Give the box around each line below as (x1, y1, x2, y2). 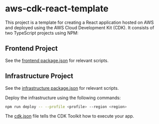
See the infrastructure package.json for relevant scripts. (5, 85, 119, 91)
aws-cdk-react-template (5, 3, 109, 14)
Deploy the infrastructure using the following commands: (5, 95, 121, 101)
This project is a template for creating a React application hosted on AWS (5, 19, 154, 25)
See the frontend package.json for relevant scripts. (5, 58, 109, 63)
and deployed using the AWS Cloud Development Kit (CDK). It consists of (5, 24, 155, 30)
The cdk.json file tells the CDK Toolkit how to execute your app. (5, 113, 134, 119)
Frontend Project (5, 44, 58, 53)
